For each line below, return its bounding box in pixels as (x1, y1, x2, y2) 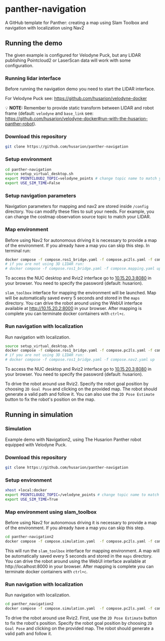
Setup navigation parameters (5, 192, 76, 199)
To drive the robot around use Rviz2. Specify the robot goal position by (5, 381, 149, 387)
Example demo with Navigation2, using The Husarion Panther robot (5, 436, 141, 442)
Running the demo (5, 39, 63, 48)
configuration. (5, 62, 33, 68)
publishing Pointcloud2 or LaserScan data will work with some (5, 57, 131, 63)
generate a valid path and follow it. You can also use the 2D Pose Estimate (5, 391, 155, 397)
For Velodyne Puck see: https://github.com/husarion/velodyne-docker (5, 96, 147, 102)
